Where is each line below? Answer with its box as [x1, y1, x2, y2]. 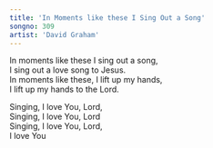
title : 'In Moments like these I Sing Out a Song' [9, 13, 206, 23]
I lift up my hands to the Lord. [9, 84, 120, 95]
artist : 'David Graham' [9, 30, 100, 39]
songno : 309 [9, 22, 55, 31]
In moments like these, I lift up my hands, [9, 74, 163, 85]
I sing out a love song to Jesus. [9, 64, 127, 75]
